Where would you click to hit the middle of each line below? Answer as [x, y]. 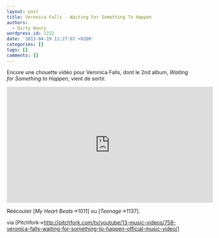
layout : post [23, 11]
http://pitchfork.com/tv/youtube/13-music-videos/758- [110, 222]
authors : [17, 22]
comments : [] [23, 55]
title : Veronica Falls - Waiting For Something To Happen [79, 17]
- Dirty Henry [29, 28]
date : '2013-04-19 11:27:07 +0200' [50, 39]
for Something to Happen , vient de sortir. [57, 78]
